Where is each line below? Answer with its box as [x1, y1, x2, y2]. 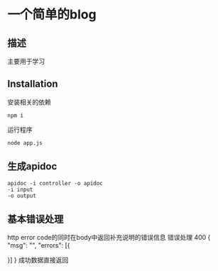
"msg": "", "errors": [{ [7, 241, 70, 250]
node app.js [7, 139, 43, 146]
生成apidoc [7, 160, 58, 172]
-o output [7, 192, 37, 199]
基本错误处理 [7, 214, 64, 226]
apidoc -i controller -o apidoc [7, 179, 103, 187]
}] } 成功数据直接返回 [7, 256, 69, 265]
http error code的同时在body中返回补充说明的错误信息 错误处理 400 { [7, 233, 211, 242]
